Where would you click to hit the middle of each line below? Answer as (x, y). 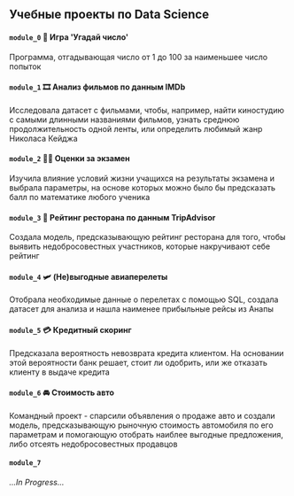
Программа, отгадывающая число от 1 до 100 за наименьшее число (139, 57)
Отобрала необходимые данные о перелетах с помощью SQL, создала (144, 299)
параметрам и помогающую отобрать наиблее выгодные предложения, (146, 434)
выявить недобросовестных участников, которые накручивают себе (140, 246)
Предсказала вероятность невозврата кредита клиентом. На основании (147, 353)
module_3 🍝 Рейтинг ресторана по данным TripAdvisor (112, 217)
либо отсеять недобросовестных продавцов (93, 444)
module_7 (25, 463)
